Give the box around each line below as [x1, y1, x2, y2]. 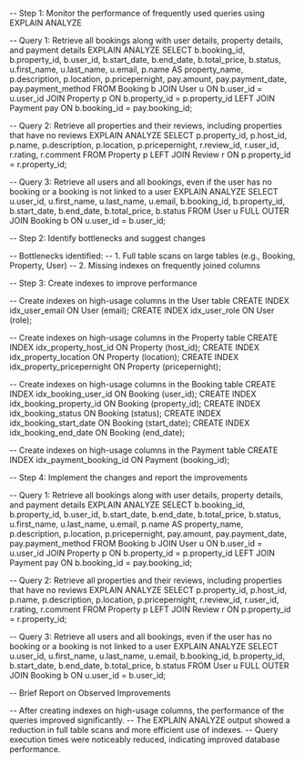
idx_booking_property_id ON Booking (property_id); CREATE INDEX [9, 398, 261, 408]
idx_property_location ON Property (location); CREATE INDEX [9, 352, 239, 362]
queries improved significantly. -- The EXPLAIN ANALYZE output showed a [9, 715, 291, 726]
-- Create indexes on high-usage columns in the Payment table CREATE [9, 445, 279, 456]
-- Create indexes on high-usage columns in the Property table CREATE [9, 332, 279, 343]
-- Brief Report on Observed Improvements [9, 688, 171, 698]
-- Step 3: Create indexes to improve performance [9, 277, 198, 288]
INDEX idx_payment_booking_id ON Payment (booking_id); [9, 455, 230, 465]
